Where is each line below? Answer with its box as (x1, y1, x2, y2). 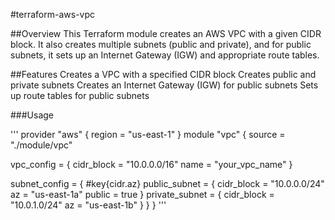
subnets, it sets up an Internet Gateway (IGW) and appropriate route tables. (10, 49, 320, 61)
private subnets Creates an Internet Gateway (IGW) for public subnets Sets (10, 79, 319, 91)
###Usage (10, 109, 55, 121)
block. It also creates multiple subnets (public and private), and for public (10, 39, 312, 50)
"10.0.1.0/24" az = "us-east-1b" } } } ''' (10, 199, 167, 211)
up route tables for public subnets (10, 90, 150, 101)
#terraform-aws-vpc (10, 9, 96, 20)
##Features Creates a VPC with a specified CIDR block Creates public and (10, 69, 317, 80)
